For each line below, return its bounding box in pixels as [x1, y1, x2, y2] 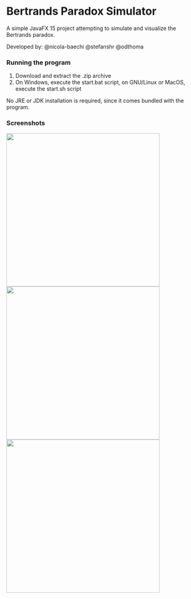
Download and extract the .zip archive [15, 72, 111, 80]
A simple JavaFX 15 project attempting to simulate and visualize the [6, 24, 176, 32]
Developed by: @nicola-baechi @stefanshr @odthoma [6, 43, 144, 50]
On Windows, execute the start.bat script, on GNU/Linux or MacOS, [15, 78, 185, 86]
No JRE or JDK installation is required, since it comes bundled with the [6, 97, 184, 105]
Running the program [6, 58, 71, 67]
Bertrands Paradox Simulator [6, 4, 157, 18]
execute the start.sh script [15, 85, 81, 92]
